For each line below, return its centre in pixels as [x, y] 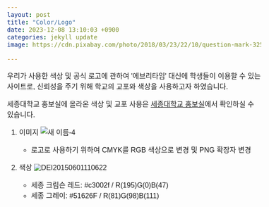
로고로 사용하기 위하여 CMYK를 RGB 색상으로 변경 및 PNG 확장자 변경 [141, 150]
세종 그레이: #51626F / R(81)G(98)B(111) [95, 196]
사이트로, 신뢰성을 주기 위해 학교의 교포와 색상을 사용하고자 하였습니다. [118, 87]
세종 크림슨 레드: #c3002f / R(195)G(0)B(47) [100, 185]
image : [18, 44]
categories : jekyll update [53, 37]
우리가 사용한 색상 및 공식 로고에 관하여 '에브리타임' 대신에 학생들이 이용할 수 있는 [134, 76]
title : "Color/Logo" [42, 22]
